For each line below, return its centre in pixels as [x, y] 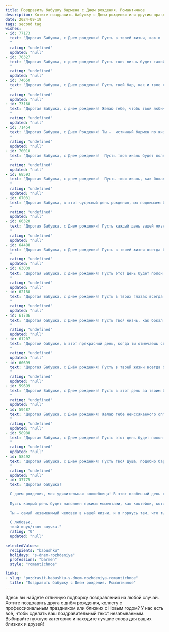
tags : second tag [23, 24]
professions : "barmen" [33, 560]
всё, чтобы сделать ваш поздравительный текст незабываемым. [75, 613]
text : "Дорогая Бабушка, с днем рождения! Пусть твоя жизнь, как [81, 179]
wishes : [13, 29]
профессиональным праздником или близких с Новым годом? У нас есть [84, 608]
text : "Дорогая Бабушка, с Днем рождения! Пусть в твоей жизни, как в [85, 38]
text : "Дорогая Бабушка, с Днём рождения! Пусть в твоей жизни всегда [85, 367]
